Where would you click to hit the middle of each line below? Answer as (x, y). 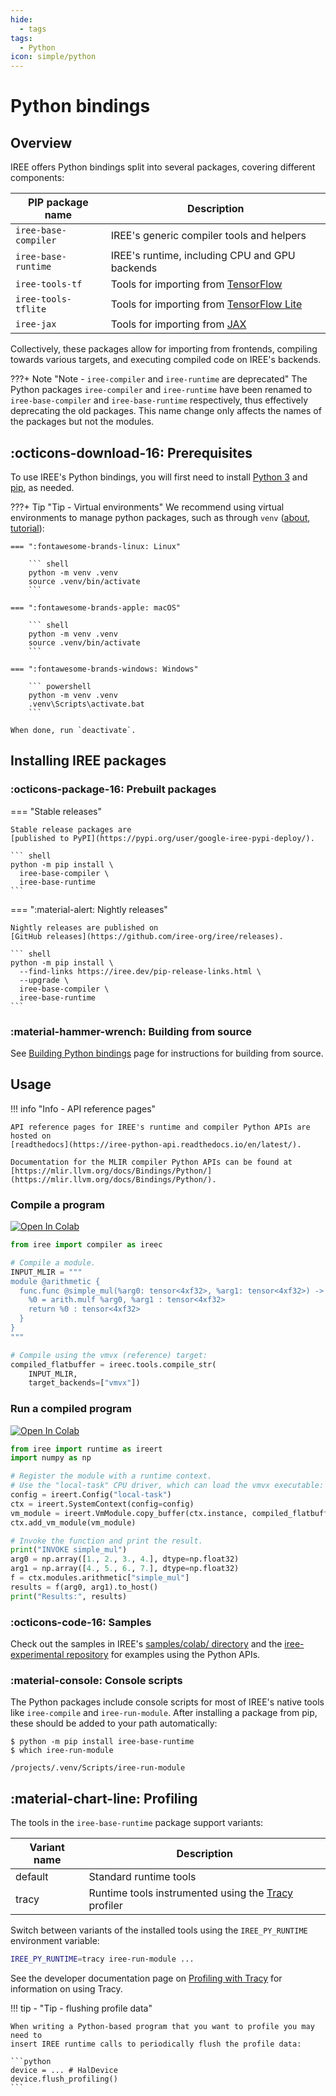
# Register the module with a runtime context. (111, 1476)
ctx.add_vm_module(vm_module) (73, 1522)
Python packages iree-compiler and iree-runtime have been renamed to (161, 390)
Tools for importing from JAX (178, 324)
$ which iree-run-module (62, 1751)
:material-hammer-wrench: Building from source (131, 1031)
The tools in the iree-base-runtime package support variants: (137, 1823)
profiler (105, 1906)
